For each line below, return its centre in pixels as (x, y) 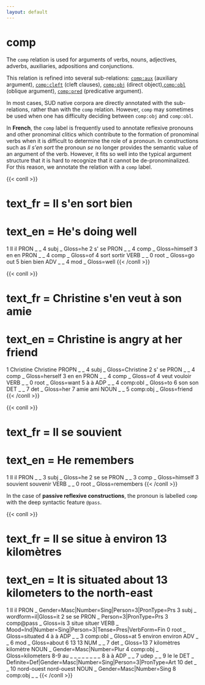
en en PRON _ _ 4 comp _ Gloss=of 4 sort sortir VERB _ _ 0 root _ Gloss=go (100, 255)
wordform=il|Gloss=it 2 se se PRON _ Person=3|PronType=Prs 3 (87, 617)
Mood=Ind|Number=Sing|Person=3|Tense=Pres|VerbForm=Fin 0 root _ (96, 630)
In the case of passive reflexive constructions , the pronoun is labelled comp (102, 495)
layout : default (27, 12)
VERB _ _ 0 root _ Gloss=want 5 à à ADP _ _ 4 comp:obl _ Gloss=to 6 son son (102, 382)
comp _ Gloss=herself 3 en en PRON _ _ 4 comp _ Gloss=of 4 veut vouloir (99, 376)
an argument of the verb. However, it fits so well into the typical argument (99, 153)
